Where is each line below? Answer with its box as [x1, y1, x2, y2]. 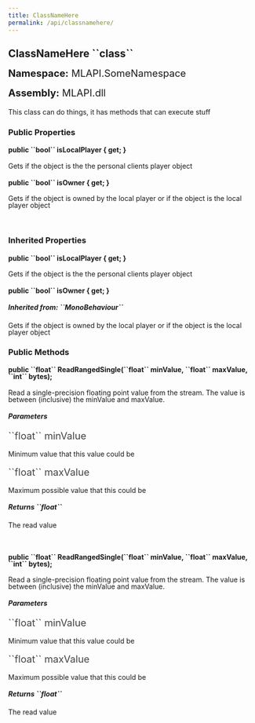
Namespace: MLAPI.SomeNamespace [8, 67, 187, 79]
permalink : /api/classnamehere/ [8, 19, 114, 27]
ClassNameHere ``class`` [8, 46, 133, 60]
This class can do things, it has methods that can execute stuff [8, 107, 211, 116]
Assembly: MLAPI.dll [8, 86, 106, 99]
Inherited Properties [8, 235, 86, 246]
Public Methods [8, 346, 70, 357]
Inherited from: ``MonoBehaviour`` [8, 302, 124, 312]
